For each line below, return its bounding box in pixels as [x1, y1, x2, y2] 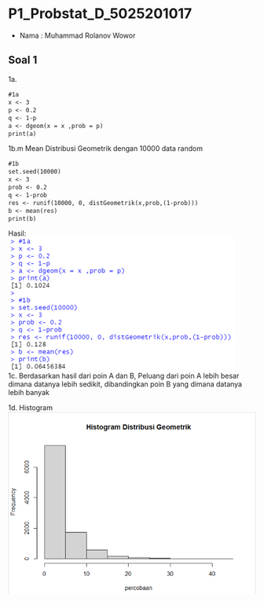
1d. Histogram [8, 402, 53, 412]
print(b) [8, 214, 37, 222]
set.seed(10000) [8, 167, 61, 175]
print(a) [8, 130, 37, 137]
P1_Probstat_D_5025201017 [8, 5, 192, 23]
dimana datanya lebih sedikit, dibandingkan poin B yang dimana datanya [8, 379, 242, 389]
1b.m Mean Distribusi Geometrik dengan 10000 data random [8, 143, 203, 153]
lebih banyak [8, 387, 49, 397]
